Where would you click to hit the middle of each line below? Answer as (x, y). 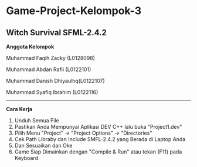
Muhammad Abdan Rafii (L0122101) (49, 69)
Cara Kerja (19, 109)
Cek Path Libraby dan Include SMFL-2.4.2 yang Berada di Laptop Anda (100, 139)
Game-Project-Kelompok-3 (74, 11)
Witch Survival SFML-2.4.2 (57, 33)
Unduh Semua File (37, 121)
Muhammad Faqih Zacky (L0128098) (51, 58)
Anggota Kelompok (30, 46)
